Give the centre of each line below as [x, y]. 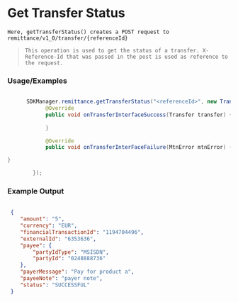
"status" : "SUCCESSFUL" [55, 285]
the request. [44, 63]
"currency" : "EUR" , [49, 226]
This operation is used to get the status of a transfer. [112, 50]
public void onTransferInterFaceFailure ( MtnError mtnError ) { [139, 147]
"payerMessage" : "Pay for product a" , [77, 272]
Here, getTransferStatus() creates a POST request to [89, 32]
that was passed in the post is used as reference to [147, 57]
